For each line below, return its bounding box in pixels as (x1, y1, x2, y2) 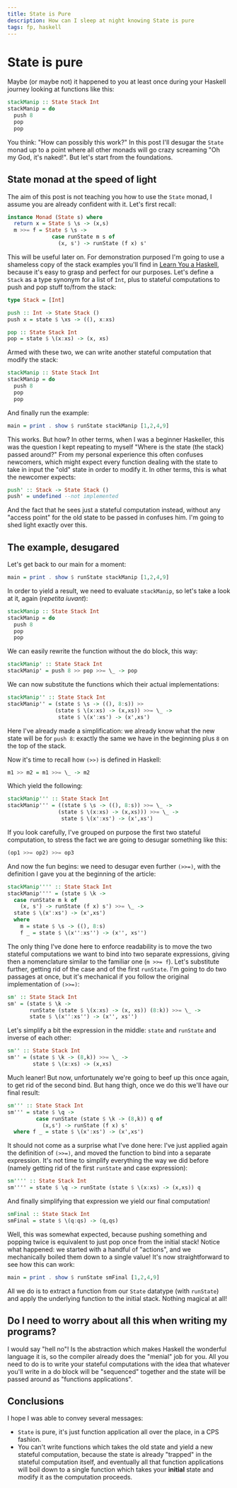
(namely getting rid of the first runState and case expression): (7, 1163, 188, 1173)
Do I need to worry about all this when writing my (7, 1315, 228, 1327)
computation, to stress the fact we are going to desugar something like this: (7, 835, 228, 844)
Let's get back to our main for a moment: (7, 560, 127, 569)
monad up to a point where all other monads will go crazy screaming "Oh (7, 145, 221, 154)
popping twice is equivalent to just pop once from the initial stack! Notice (7, 1237, 221, 1246)
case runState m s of (52, 233, 115, 241)
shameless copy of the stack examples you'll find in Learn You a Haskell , (7, 260, 219, 269)
